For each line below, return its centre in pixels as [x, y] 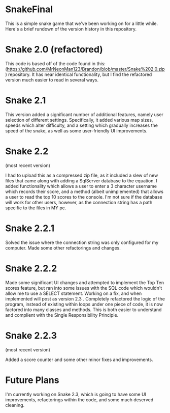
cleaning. [15, 405]
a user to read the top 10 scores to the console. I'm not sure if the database [84, 197]
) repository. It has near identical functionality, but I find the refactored [79, 74]
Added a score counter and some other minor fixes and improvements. [79, 360]
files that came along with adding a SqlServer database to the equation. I [81, 181]
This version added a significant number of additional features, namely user [84, 114]
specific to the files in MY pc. [36, 208]
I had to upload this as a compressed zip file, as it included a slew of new [82, 175]
